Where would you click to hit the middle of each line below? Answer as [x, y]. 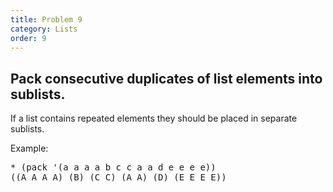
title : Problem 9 [46, 19]
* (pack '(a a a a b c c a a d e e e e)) [113, 167]
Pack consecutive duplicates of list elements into [166, 78]
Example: [29, 148]
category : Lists [44, 29]
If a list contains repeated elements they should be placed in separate [154, 118]
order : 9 [28, 38]
